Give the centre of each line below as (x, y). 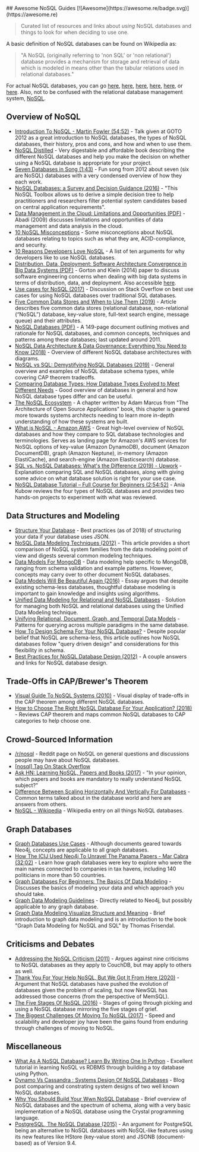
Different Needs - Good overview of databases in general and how (96, 390)
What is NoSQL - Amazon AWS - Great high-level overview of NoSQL (99, 428)
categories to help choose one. (53, 721)
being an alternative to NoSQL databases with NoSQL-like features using (104, 1130)
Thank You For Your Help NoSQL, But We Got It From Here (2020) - (97, 977)
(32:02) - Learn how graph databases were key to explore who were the (103, 863)
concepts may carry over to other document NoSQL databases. (92, 574)
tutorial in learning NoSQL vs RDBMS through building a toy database (99, 1067)
